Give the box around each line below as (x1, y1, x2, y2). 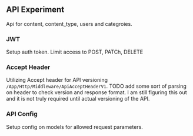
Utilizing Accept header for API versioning (6, 77, 108, 84)
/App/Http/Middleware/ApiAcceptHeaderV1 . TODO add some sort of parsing (6, 82, 187, 90)
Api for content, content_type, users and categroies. (6, 20, 132, 27)
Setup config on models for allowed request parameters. (6, 123, 143, 130)
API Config (6, 110, 38, 118)
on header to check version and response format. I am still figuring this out (6, 89, 187, 96)
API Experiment (6, 5, 65, 15)
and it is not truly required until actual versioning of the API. (6, 95, 150, 102)
